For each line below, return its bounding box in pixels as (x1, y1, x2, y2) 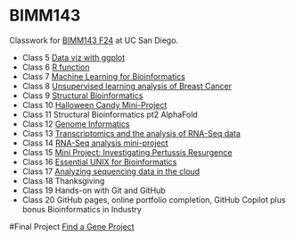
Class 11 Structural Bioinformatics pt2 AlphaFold (21, 109, 198, 120)
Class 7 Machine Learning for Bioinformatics (21, 71, 185, 81)
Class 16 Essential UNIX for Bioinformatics (21, 156, 177, 167)
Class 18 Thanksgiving (21, 175, 105, 186)
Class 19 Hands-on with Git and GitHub (21, 185, 167, 195)
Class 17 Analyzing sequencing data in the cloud (21, 166, 201, 177)
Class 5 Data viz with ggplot (21, 52, 126, 62)
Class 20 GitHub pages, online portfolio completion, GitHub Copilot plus (21, 194, 286, 205)
